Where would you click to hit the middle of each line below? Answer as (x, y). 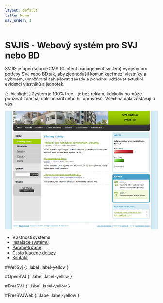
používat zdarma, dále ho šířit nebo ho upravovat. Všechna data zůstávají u (80, 99)
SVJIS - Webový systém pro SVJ (71, 45)
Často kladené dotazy (34, 253)
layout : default (21, 10)
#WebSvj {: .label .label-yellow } (37, 267)
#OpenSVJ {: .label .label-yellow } (39, 276)
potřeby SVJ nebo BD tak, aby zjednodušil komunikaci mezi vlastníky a (76, 74)
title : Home (17, 15)
